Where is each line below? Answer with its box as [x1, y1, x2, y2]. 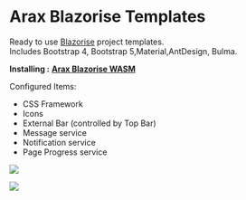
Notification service [22, 137, 97, 148]
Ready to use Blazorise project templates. [9, 36, 165, 47]
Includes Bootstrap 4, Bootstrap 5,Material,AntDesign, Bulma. [9, 45, 238, 56]
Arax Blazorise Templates [9, 6, 206, 27]
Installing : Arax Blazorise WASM [9, 63, 136, 74]
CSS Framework [22, 98, 83, 110]
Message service [22, 127, 88, 138]
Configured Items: [9, 81, 77, 91]
